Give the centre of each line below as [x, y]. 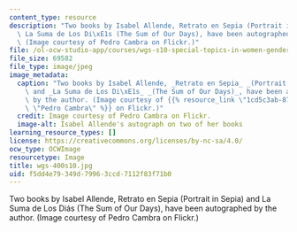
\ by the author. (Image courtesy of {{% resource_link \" [136, 100]
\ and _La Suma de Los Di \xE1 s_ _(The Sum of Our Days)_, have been [154, 91]
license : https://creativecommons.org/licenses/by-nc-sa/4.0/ [126, 141]
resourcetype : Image [47, 157]
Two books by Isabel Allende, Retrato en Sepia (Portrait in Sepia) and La [140, 199]
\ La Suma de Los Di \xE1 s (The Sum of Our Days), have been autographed [154, 34]
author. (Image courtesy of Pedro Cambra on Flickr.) [104, 218]
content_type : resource [53, 17]
